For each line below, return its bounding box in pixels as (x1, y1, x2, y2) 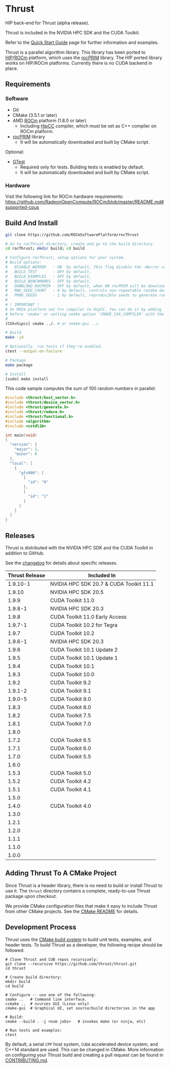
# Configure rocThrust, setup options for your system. (5, 255, 125, 261)
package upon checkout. (5, 893, 57, 899)
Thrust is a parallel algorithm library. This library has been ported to (5, 49, 146, 55)
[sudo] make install (5, 376, 49, 381)
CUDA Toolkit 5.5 (50, 753, 92, 760)
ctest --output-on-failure (5, 349, 62, 354)
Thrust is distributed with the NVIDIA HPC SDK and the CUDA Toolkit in (5, 545, 153, 551)
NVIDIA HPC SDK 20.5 (50, 589, 104, 596)
